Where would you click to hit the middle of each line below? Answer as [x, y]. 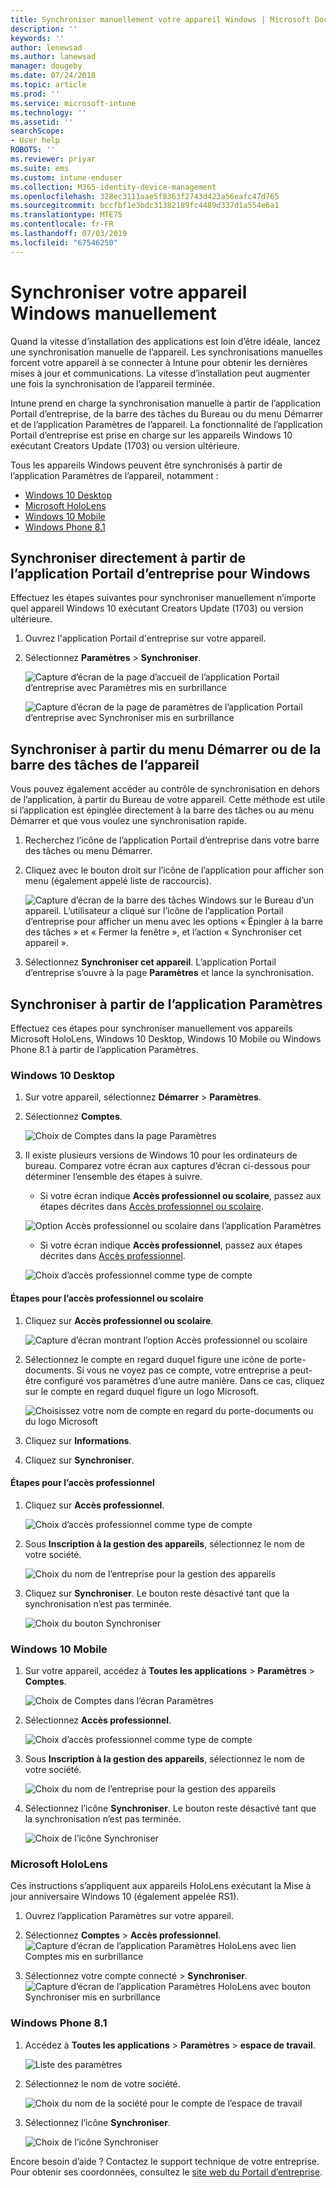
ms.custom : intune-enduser [66, 177]
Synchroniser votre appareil [129, 292]
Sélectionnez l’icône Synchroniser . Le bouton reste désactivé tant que [170, 1808]
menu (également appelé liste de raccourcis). [118, 881]
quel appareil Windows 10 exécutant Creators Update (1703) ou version [157, 608]
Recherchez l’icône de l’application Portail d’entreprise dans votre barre [172, 840]
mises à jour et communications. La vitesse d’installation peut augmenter [160, 373]
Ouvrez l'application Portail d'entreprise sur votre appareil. [145, 638]
